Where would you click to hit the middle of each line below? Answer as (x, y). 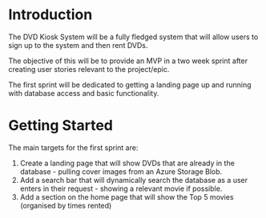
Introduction (50, 15)
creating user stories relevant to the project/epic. (89, 69)
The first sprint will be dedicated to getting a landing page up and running (130, 85)
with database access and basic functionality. (84, 93)
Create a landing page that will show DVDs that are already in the (127, 163)
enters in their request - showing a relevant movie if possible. (121, 188)
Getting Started (61, 126)
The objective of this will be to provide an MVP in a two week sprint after (128, 61)
